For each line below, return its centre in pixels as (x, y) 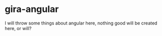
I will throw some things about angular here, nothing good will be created (81, 23)
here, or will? (18, 28)
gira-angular (32, 9)
